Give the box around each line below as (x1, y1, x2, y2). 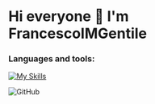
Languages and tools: (8, 53, 95, 64)
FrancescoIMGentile (8, 24, 148, 43)
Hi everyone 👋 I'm (8, 7, 129, 26)
